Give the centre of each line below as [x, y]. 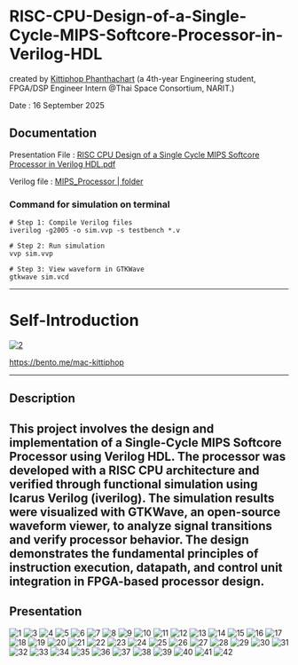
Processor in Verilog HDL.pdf [63, 164]
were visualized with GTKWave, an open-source [145, 512]
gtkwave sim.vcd [39, 277]
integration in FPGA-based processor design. [137, 581]
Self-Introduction [74, 321]
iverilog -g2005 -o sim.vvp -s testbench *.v [94, 231]
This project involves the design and [112, 428]
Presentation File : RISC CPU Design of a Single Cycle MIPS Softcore [134, 154]
